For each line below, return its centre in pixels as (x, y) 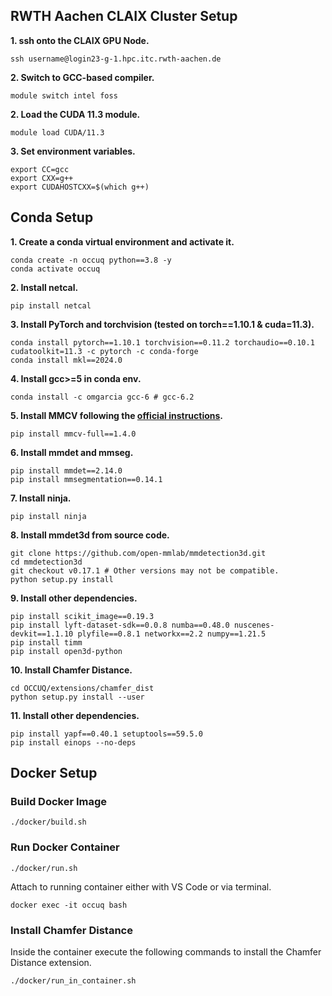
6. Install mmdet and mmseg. (72, 452)
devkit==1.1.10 (42, 634)
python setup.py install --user (77, 697)
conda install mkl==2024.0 (66, 360)
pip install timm (46, 642)
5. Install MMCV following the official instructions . (117, 415)
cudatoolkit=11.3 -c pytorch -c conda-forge (104, 351)
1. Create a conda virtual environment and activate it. (122, 241)
